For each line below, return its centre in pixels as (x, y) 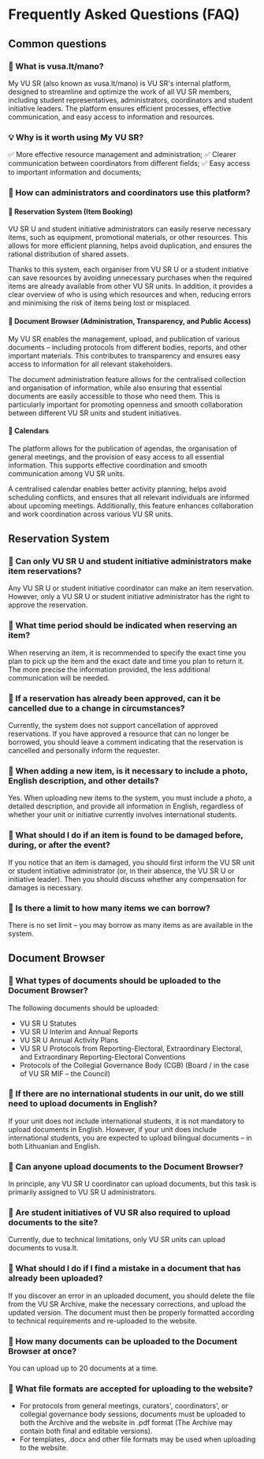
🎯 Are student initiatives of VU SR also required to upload (119, 1213)
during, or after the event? (59, 845)
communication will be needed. (59, 677)
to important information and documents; (75, 172)
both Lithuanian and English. (54, 1146)
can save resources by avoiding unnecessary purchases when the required (130, 278)
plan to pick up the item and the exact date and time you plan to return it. (126, 661)
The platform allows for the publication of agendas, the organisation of (123, 448)
